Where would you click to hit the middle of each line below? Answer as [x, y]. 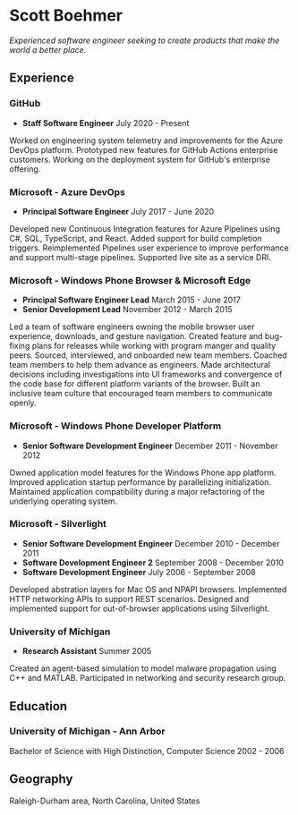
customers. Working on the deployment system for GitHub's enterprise [140, 159]
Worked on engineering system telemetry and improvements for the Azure [146, 140]
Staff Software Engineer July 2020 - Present [106, 123]
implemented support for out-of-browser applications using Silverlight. [140, 608]
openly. [23, 403]
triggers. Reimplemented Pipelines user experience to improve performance [149, 248]
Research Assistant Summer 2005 [87, 651]
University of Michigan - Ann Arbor [87, 732]
